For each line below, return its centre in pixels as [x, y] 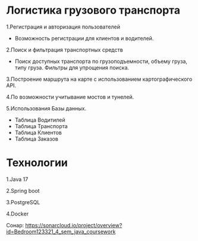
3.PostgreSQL [23, 202]
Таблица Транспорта [41, 126]
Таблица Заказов [36, 139]
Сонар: [15, 225]
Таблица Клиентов [38, 132]
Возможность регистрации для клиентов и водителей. [84, 38]
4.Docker [17, 214]
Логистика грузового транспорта [93, 10]
